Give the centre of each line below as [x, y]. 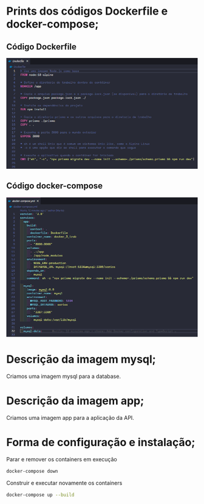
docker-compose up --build [40, 495]
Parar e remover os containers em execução [62, 460]
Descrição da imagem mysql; [81, 359]
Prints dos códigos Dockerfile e [87, 11]
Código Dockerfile [42, 47]
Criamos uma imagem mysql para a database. [64, 377]
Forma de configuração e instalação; [101, 442]
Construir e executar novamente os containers [64, 483]
